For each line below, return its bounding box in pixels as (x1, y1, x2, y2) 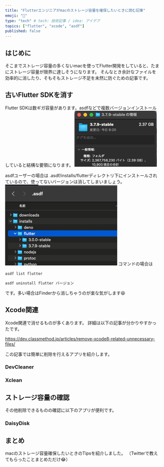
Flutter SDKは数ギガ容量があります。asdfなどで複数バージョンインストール (5, 105, 157, 111)
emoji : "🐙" (5, 13, 27, 18)
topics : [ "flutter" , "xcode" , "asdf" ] (5, 24, 84, 29)
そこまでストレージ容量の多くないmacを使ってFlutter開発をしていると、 (5, 62, 151, 68)
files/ (5, 341, 16, 347)
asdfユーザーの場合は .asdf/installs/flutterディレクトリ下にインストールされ (5, 172, 158, 178)
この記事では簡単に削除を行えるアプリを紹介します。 (5, 351, 112, 357)
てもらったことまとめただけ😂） (5, 456, 70, 462)
